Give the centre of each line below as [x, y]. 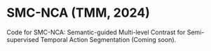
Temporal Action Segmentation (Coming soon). [108, 39]
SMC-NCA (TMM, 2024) [78, 13]
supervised [23, 39]
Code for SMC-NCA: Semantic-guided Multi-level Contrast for [96, 32]
